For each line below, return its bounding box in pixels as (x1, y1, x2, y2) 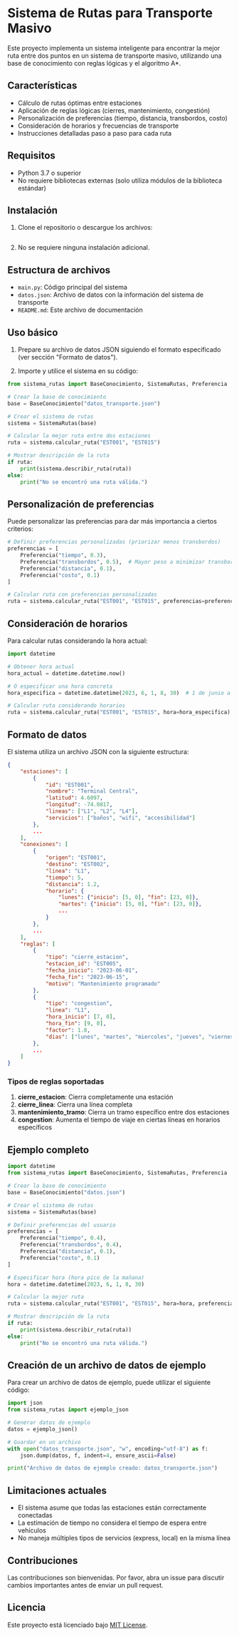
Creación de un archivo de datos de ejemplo (7, 1359, 206, 1371)
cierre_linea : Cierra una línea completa (17, 1100, 133, 1109)
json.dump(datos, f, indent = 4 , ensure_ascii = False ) (20, 1452, 176, 1459)
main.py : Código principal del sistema (17, 283, 128, 292)
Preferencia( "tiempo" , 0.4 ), (20, 1234, 107, 1242)
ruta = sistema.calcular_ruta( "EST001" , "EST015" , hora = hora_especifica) (7, 708, 231, 716)
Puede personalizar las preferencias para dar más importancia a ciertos (7, 517, 217, 526)
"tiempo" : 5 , (45, 874, 84, 881)
